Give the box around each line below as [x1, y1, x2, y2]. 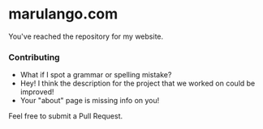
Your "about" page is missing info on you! [19, 96, 160, 106]
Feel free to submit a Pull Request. [8, 111, 123, 121]
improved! [19, 87, 54, 97]
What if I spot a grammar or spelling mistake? [19, 70, 172, 80]
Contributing [8, 52, 60, 63]
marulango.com [8, 5, 119, 23]
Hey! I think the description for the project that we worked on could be [19, 78, 256, 89]
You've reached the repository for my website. [8, 31, 164, 41]
